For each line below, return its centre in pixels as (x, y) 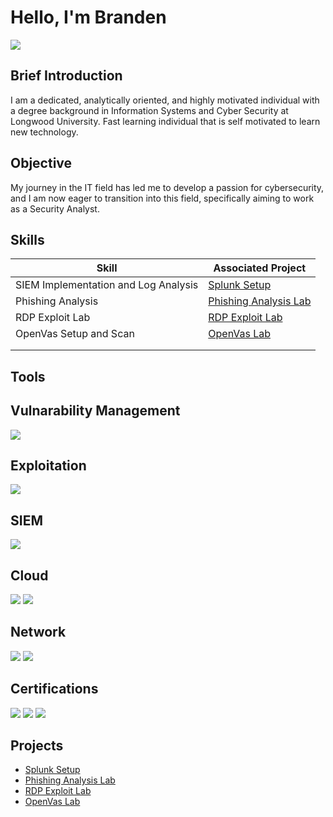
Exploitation (48, 465)
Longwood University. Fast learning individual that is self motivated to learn (165, 121)
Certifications (54, 689)
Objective (41, 163)
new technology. (44, 132)
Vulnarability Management (95, 411)
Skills (27, 239)
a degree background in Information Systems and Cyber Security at (149, 110)
